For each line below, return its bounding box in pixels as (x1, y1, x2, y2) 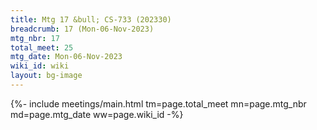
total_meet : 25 (10, 42, 74, 53)
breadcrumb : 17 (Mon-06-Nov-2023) (10, 24, 155, 34)
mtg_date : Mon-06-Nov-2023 (10, 52, 123, 62)
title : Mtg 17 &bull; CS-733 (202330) (10, 14, 172, 25)
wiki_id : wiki (10, 61, 70, 71)
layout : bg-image (10, 71, 83, 81)
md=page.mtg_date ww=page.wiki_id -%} (10, 108, 184, 120)
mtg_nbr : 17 (10, 33, 60, 43)
